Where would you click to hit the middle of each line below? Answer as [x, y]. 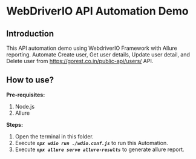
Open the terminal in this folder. [54, 136]
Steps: [15, 124]
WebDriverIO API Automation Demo [97, 11]
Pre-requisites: [26, 95]
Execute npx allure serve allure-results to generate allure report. [100, 149]
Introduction [30, 34]
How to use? [30, 80]
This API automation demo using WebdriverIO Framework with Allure [92, 48]
